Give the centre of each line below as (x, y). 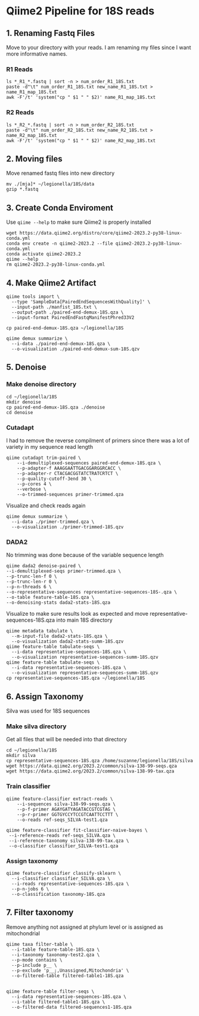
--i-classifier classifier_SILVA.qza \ (61, 879)
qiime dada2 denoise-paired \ (44, 566)
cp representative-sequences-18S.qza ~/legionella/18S (76, 678)
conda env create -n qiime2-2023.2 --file (60, 244)
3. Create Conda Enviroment (60, 208)
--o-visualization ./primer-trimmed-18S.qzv (68, 527)
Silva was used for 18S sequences (48, 711)
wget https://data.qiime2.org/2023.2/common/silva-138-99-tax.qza (90, 771)
